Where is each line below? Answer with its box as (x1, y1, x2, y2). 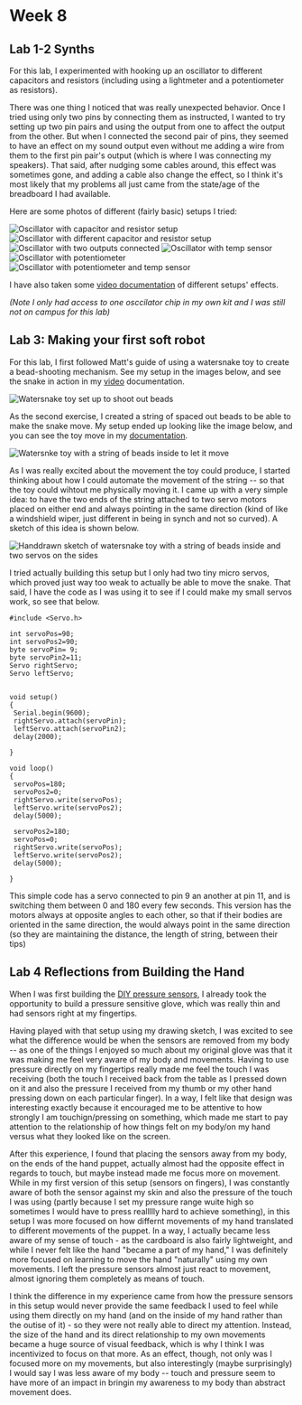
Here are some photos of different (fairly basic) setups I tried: (9, 206, 237, 217)
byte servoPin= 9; (9, 645, 78, 654)
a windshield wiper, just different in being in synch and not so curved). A (9, 512, 278, 524)
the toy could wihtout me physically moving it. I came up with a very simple (9, 484, 288, 495)
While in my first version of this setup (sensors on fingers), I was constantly (9, 1176, 290, 1188)
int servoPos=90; (9, 629, 75, 638)
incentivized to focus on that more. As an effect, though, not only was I (9, 1348, 272, 1359)
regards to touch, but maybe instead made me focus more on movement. (9, 1167, 281, 1178)
